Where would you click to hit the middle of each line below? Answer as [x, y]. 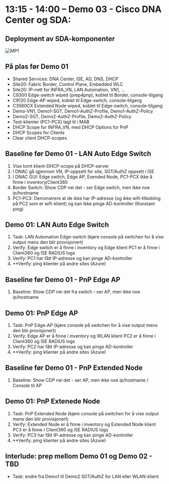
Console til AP [27, 385]
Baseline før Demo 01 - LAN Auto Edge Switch [78, 154]
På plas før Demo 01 [37, 67]
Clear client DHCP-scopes [39, 138]
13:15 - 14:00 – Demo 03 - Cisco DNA [83, 9]
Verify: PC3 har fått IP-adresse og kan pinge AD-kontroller [73, 435]
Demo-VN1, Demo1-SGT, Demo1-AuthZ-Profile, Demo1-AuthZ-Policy [83, 111]
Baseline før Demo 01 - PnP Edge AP [63, 280]
